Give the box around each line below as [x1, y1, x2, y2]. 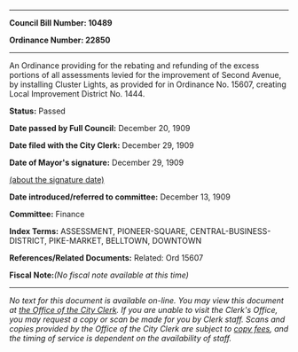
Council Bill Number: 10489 [9, 18, 113, 27]
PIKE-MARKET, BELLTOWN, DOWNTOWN [48, 236, 202, 246]
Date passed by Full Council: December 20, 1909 [9, 123, 191, 133]
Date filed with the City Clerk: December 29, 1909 [9, 140, 194, 151]
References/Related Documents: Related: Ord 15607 [9, 253, 204, 262]
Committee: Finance [9, 209, 85, 219]
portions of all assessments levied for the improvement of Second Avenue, [9, 70, 282, 80]
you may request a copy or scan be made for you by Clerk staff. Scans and [9, 314, 286, 325]
